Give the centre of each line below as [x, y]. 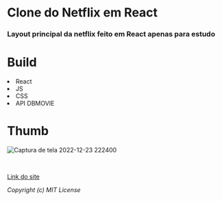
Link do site [23, 176]
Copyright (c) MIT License [44, 189]
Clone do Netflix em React [83, 13]
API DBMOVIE [35, 104]
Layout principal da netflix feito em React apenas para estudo [111, 34]
